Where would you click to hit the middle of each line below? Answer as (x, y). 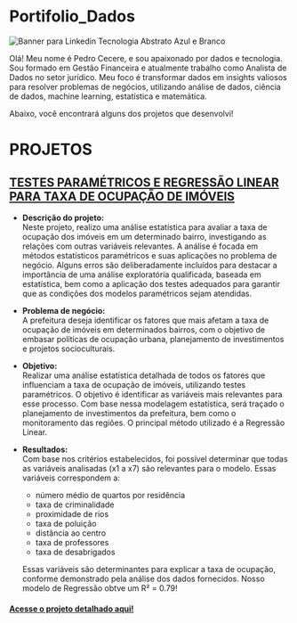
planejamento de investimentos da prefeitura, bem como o (129, 413)
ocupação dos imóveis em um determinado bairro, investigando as (144, 236)
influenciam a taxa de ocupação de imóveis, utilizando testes (134, 384)
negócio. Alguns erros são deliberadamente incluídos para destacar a (149, 265)
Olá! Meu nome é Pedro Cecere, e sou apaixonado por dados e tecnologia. (146, 58)
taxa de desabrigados (75, 552)
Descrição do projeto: (63, 217)
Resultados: (45, 449)
